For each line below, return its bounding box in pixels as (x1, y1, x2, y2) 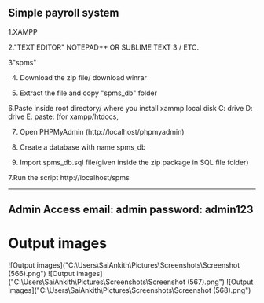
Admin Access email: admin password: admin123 (8, 203, 254, 216)
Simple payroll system (8, 6, 119, 20)
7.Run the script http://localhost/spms (8, 172, 130, 182)
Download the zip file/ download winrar (19, 72, 148, 82)
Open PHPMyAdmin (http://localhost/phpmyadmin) (19, 127, 185, 136)
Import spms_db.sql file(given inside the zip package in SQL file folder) (19, 157, 249, 167)
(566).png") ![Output (8, 269, 75, 279)
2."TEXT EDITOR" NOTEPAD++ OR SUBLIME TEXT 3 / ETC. (8, 42, 200, 52)
